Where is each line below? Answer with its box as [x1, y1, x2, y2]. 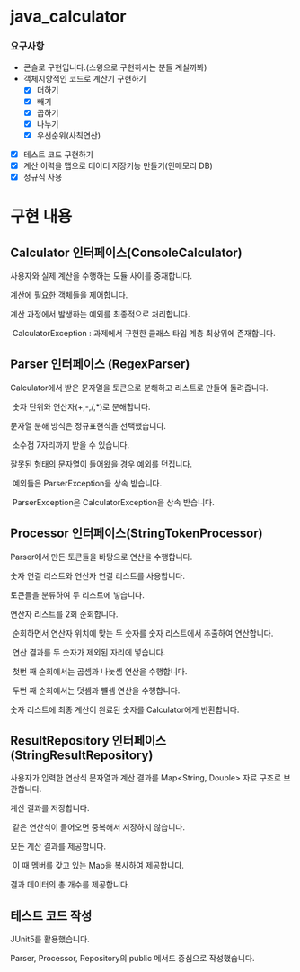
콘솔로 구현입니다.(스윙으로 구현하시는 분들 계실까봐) [22, 62, 207, 73]
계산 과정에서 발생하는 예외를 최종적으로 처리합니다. [10, 308, 190, 319]
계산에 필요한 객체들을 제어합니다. [10, 290, 128, 300]
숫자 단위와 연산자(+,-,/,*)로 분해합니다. [12, 401, 151, 412]
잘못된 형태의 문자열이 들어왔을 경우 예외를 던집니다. [10, 459, 192, 469]
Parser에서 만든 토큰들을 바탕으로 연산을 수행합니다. [10, 551, 193, 562]
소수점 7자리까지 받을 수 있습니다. [12, 439, 129, 450]
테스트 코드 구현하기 [22, 148, 93, 159]
